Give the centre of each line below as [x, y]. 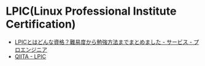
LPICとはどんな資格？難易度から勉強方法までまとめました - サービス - [103, 42]
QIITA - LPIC [30, 56]
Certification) [41, 24]
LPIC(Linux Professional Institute [91, 11]
